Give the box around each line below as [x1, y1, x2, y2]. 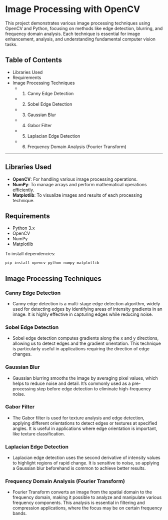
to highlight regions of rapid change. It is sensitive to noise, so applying [12, 460, 159, 466]
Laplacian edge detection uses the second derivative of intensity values [12, 454, 161, 461]
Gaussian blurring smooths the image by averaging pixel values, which [12, 375, 158, 381]
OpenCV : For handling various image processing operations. [12, 176, 138, 182]
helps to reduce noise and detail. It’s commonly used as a [12, 380, 131, 386]
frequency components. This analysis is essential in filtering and [12, 499, 145, 506]
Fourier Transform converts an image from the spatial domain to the [12, 489, 152, 495]
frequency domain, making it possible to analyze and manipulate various [12, 494, 162, 500]
